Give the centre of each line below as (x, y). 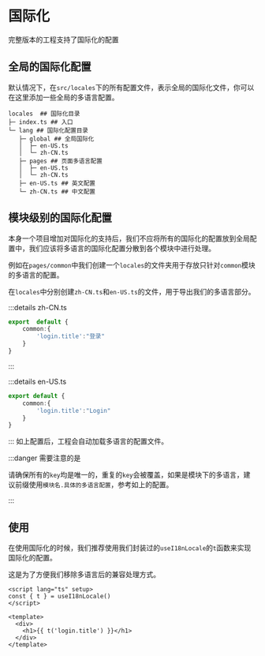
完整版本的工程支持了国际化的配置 (63, 39)
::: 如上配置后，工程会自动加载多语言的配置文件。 (88, 441)
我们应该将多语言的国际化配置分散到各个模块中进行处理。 (122, 248)
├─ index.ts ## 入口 (41, 122)
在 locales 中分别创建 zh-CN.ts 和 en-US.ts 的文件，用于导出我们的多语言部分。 (132, 291)
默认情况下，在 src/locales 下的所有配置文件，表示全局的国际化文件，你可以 (131, 87)
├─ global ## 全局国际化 (56, 139)
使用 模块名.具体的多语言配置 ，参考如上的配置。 (101, 485)
